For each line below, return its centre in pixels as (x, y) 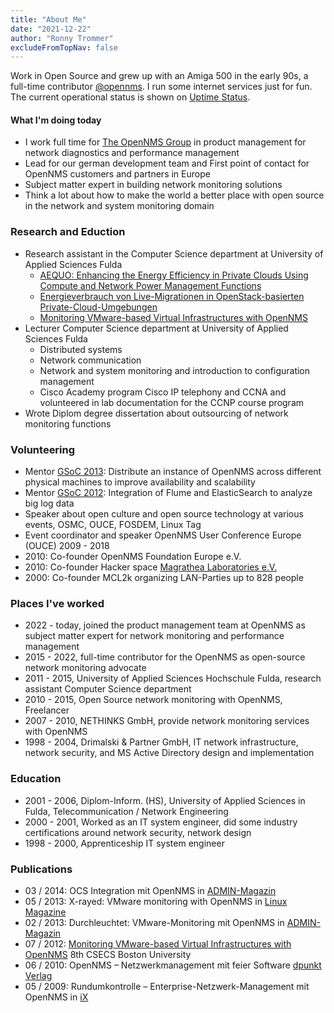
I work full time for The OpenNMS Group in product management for (165, 142)
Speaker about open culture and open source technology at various (164, 514)
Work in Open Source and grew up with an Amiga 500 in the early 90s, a (159, 76)
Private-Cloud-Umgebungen (98, 307)
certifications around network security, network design (138, 832)
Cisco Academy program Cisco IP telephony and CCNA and (163, 392)
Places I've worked (57, 603)
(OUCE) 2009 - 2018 (67, 546)
